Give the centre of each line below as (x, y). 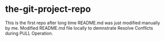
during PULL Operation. (29, 33)
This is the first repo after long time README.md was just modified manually (83, 23)
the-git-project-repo (48, 9)
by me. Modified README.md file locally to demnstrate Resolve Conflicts (79, 28)
